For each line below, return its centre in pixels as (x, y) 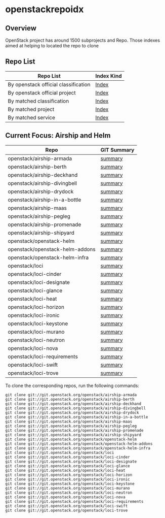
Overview (21, 28)
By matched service (32, 117)
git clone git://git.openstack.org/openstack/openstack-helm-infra (78, 448)
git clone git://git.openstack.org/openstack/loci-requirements (74, 501)
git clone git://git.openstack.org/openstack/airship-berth (70, 399)
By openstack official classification (49, 84)
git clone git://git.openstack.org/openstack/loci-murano (68, 488)
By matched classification (38, 101)
